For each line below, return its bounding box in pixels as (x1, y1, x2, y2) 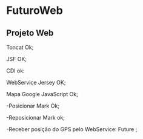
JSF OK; (6, 56, 27, 62)
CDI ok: (6, 67, 25, 74)
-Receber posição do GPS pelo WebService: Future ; (6, 126, 138, 133)
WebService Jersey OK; (6, 79, 66, 86)
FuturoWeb (6, 4, 64, 18)
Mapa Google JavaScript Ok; (6, 91, 79, 97)
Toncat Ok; (6, 44, 34, 51)
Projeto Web (6, 28, 54, 38)
